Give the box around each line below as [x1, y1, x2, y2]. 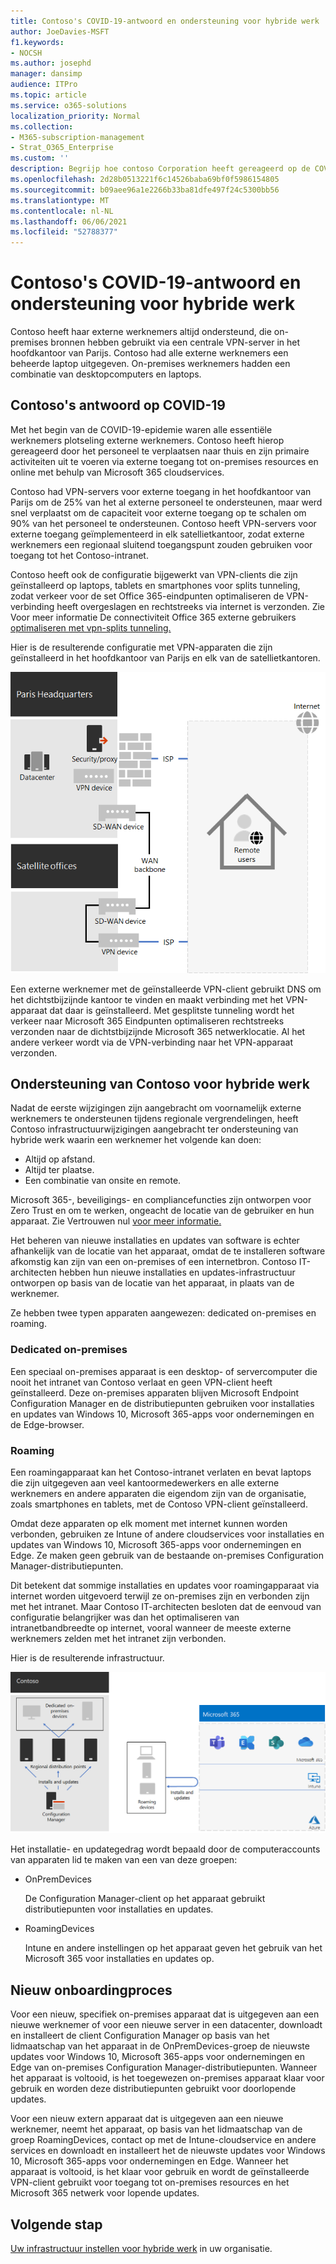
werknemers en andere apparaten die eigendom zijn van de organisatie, [10, 1488, 307, 1500]
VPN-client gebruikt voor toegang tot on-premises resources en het [10, 2176, 290, 2189]
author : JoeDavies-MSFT [10, 26, 110, 37]
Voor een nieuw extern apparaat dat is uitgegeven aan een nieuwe [10, 2113, 284, 2125]
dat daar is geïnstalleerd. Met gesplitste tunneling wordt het [49, 1004, 295, 1016]
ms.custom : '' [10, 153, 70, 164]
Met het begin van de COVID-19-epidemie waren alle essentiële [10, 423, 273, 435]
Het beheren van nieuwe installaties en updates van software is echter [10, 1235, 300, 1247]
